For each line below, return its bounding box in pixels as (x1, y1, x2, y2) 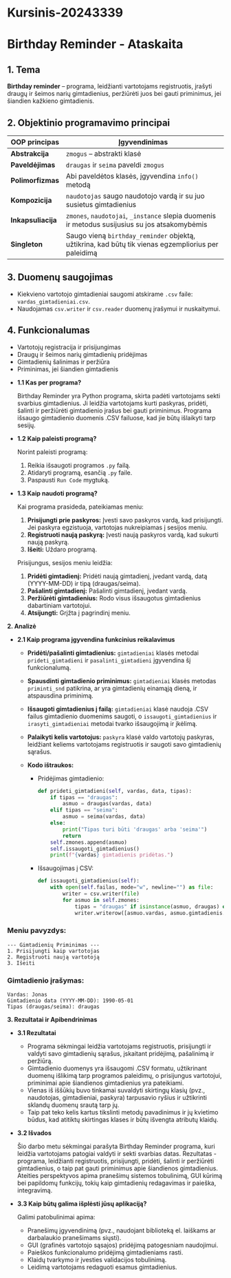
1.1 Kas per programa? (16, 378, 82, 386)
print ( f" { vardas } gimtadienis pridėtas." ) (50, 852, 174, 858)
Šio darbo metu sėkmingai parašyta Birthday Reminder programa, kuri (16, 1142, 215, 1150)
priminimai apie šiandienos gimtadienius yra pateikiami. (27, 1079, 184, 1088)
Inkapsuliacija (10, 215, 57, 225)
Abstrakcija (10, 149, 49, 158)
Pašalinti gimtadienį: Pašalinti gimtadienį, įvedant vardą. (27, 587, 188, 595)
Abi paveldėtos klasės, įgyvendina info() (65, 171, 199, 181)
